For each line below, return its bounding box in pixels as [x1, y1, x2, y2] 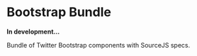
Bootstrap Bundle [6, 4, 111, 20]
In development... [6, 27, 60, 36]
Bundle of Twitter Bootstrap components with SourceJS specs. [6, 41, 191, 49]
